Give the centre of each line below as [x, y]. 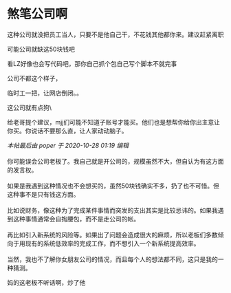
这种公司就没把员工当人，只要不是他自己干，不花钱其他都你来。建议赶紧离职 [115, 34]
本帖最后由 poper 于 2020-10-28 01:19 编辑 [68, 145]
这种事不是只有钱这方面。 [43, 194]
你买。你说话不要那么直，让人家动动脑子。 [67, 131]
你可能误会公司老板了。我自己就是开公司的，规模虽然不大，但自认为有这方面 [115, 161]
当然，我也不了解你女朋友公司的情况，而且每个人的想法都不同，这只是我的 [112, 259]
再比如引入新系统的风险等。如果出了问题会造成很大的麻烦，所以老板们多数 [112, 235]
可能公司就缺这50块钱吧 [41, 49]
